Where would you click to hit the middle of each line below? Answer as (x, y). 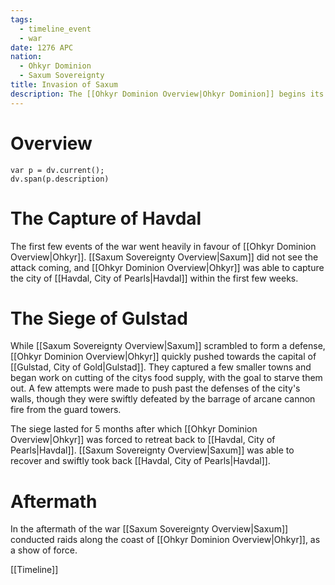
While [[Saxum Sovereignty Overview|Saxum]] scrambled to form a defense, (168, 346)
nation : (26, 57)
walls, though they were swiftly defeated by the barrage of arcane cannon (163, 399)
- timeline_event (55, 29)
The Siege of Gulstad (99, 318)
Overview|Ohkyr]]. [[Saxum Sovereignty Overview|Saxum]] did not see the (164, 257)
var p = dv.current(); (57, 170)
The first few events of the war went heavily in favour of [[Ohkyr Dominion (163, 246)
